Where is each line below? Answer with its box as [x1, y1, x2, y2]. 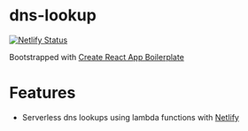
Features [9, 83, 76, 103]
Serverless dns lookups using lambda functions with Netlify [21, 112, 239, 122]
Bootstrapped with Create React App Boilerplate [9, 51, 184, 62]
